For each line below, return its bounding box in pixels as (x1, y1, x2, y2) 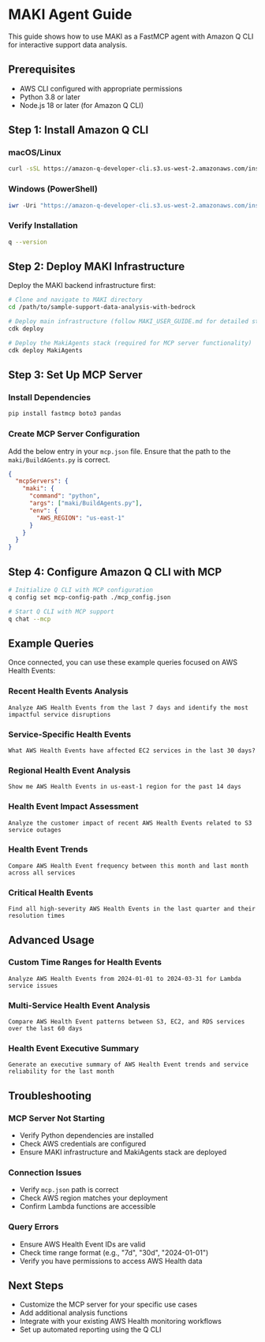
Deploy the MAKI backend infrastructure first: (8, 281, 156, 290)
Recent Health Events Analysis (8, 686, 129, 697)
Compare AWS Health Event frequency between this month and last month (8, 862, 248, 870)
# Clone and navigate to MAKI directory (8, 296, 144, 304)
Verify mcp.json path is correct (19, 1185, 119, 1195)
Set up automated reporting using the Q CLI (19, 1325, 162, 1334)
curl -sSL (8, 165, 41, 173)
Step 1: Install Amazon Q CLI (8, 124, 149, 137)
